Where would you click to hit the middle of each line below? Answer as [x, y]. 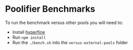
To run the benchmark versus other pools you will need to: [64, 23]
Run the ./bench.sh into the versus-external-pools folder [70, 42]
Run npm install [29, 37]
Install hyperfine [28, 32]
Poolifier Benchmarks [50, 9]
